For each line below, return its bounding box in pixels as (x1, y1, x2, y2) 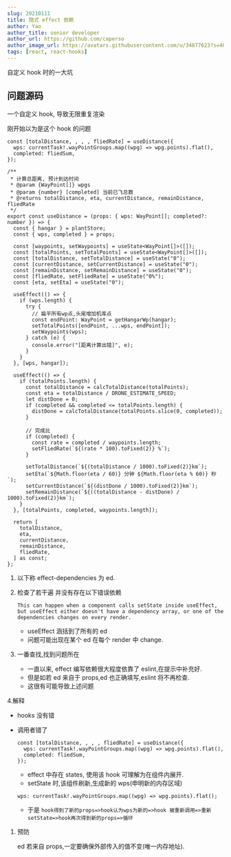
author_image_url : (7, 42, 60, 49)
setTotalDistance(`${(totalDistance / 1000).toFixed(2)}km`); (25, 463, 208, 470)
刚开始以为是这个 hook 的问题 (7, 124, 91, 133)
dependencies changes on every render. (16, 614, 132, 621)
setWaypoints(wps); (32, 328, 88, 335)
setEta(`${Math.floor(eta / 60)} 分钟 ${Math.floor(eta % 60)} (25, 470, 208, 478)
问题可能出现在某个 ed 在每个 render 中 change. (27, 635, 164, 643)
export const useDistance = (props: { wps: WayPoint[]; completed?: (7, 212, 208, 220)
